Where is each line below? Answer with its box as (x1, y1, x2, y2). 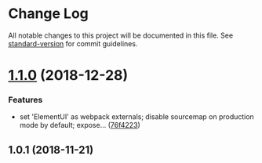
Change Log (8, 5, 89, 23)
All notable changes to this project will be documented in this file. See (8, 31, 234, 40)
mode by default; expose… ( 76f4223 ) (19, 121, 141, 130)
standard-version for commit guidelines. (8, 38, 138, 48)
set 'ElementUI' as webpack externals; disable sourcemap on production (19, 112, 255, 121)
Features (8, 95, 43, 106)
